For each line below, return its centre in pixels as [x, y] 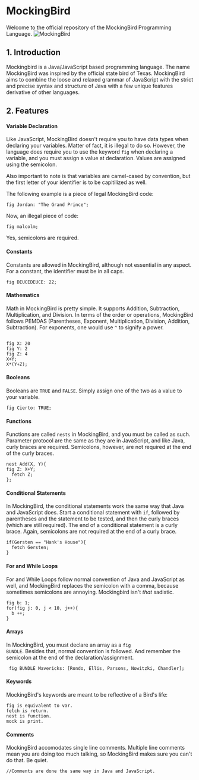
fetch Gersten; [30, 548]
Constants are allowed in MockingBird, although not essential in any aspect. [99, 265]
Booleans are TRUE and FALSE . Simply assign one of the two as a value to [94, 391]
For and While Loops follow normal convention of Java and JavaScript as [96, 579]
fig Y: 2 [17, 349]
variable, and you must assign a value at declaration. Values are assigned [96, 158]
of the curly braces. [30, 453]
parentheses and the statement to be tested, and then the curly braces [93, 519]
